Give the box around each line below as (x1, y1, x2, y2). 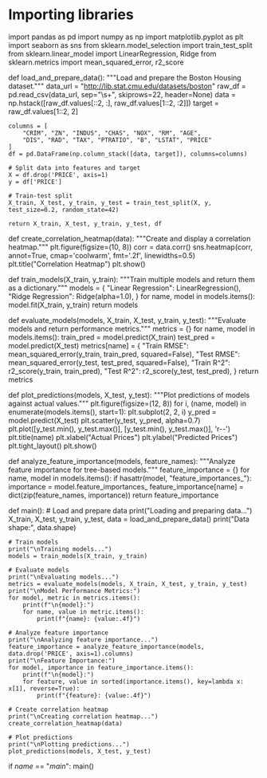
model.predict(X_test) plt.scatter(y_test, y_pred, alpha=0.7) (8, 415, 201, 425)
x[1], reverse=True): (8, 684, 80, 693)
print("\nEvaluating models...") (8, 572, 120, 581)
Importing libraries (8, 6, 134, 24)
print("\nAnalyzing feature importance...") (8, 635, 159, 643)
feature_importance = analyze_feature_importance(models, (8, 642, 205, 650)
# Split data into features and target (8, 163, 141, 172)
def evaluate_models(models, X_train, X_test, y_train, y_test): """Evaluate (8, 315, 246, 324)
